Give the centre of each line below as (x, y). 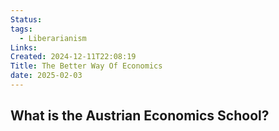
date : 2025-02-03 (46, 76)
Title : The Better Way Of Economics (86, 66)
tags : (21, 29)
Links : (24, 47)
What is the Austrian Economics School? (140, 116)
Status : (26, 19)
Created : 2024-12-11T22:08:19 (73, 57)
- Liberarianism (53, 38)
